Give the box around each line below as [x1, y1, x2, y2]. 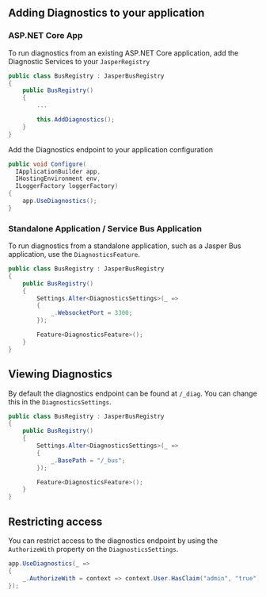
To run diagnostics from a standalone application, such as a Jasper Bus [8, 241, 241, 251]
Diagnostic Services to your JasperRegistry [8, 56, 150, 66]
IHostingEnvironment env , [15, 174, 101, 183]
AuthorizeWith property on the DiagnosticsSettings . [8, 544, 179, 553]
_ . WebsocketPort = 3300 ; [50, 309, 133, 317]
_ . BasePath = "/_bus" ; [50, 456, 126, 465]
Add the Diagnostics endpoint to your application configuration [8, 144, 214, 154]
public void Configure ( [8, 160, 87, 168]
